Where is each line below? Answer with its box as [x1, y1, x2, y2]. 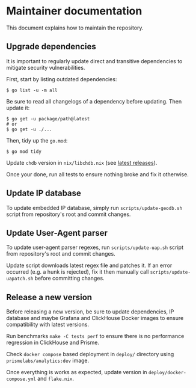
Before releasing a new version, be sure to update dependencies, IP [6, 308, 174, 315]
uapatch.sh [6, 276, 34, 282]
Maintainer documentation [6, 4, 142, 18]
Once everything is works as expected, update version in [6, 369, 147, 376]
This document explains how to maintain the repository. [6, 24, 144, 31]
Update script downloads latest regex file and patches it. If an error [6, 262, 173, 269]
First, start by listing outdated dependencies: [6, 75, 117, 82]
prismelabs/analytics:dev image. [6, 357, 90, 365]
